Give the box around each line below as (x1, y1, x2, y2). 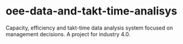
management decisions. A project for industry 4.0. (5, 30, 130, 37)
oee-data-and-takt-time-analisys (5, 4, 178, 18)
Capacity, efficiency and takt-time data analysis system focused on (5, 24, 173, 31)
